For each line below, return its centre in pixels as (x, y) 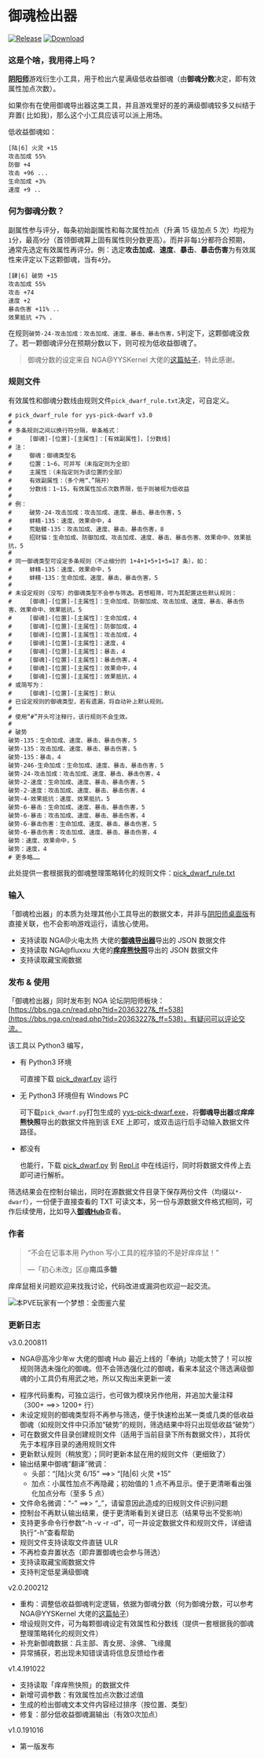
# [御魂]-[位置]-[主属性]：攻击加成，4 (73, 635)
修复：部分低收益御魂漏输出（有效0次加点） (91, 1715)
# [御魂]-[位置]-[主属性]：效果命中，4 (73, 668)
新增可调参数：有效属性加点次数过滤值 (81, 1695)
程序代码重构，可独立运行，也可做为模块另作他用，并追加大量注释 (126, 1395)
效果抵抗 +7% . (31, 317)
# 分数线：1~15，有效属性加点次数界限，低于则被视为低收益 (99, 489)
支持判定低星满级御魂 (54, 1572)
